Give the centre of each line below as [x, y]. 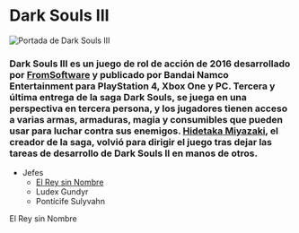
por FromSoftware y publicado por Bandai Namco [119, 74]
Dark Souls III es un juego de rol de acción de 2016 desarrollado [150, 64]
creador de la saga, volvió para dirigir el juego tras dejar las [141, 142]
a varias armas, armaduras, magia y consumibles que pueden [146, 119]
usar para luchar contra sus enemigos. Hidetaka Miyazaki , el [144, 131]
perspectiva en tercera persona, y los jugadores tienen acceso [149, 108]
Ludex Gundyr [62, 192]
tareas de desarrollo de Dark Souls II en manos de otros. [134, 153]
